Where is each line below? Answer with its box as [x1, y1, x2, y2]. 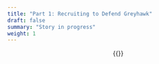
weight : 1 [7, 30, 37, 37]
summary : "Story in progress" [7, 23, 96, 30]
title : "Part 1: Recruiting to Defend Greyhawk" [7, 10, 153, 18]
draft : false [7, 17, 46, 24]
